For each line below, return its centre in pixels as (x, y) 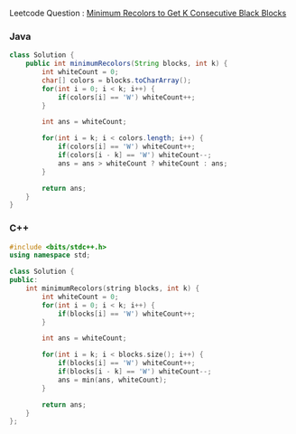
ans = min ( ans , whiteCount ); (112, 380)
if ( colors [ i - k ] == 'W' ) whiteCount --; (134, 156)
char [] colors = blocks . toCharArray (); (117, 80)
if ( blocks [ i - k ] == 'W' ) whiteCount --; (134, 372)
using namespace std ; (50, 255)
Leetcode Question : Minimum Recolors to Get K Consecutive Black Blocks (148, 13)
